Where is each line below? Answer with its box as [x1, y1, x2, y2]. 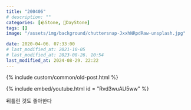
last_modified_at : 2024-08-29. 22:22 [6, 57, 99, 64]
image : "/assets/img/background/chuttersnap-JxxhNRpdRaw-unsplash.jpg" [6, 31, 186, 36]
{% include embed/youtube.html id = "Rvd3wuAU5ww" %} [6, 85, 149, 92]
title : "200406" [6, 8, 46, 15]
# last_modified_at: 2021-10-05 [6, 46, 85, 53]
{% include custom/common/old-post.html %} [6, 74, 119, 81]
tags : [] [6, 25, 28, 31]
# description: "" [6, 14, 51, 20]
